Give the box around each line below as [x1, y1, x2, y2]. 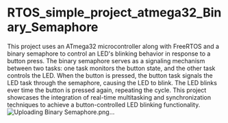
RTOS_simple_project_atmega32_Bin [7, 5, 222, 21]
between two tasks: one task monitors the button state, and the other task [7, 64, 216, 72]
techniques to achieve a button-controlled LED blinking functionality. [7, 100, 201, 109]
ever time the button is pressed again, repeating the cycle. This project [7, 86, 207, 94]
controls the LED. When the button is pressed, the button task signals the [7, 71, 214, 80]
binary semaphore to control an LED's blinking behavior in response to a [7, 49, 211, 58]
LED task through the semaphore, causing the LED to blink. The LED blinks [7, 78, 218, 87]
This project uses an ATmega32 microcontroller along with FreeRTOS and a [7, 42, 220, 50]
